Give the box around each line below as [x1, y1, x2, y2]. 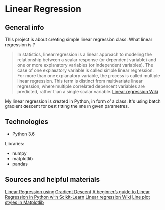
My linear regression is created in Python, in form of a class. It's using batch [5, 98, 161, 104]
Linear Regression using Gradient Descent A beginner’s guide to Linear [5, 188, 150, 195]
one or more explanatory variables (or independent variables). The [17, 62, 154, 68]
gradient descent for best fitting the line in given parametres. [5, 104, 129, 109]
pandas [12, 161, 28, 167]
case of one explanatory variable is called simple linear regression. [17, 67, 154, 73]
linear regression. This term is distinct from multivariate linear [17, 78, 143, 84]
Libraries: [5, 140, 25, 146]
